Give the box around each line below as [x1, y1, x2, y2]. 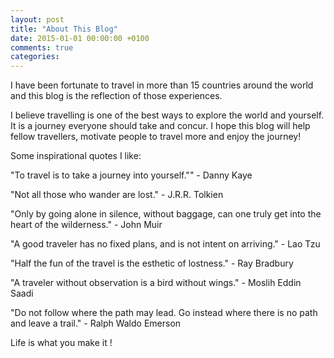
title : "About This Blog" [10, 24, 118, 34]
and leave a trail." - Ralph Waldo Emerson [10, 317, 182, 330]
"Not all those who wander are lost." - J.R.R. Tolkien [10, 189, 224, 201]
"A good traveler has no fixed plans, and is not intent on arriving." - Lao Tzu [10, 238, 321, 250]
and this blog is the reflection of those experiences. [10, 90, 223, 102]
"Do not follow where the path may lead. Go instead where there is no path [10, 307, 318, 319]
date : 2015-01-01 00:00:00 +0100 [10, 33, 150, 43]
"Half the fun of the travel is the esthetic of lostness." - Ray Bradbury [10, 257, 294, 270]
